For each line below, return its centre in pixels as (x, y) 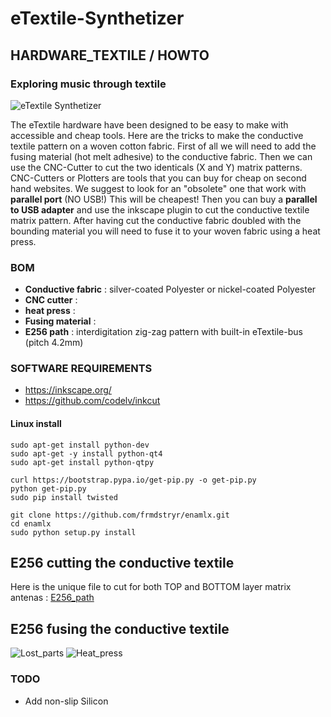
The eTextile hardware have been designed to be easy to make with (149, 124)
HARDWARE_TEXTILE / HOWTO (110, 55)
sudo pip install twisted (64, 497)
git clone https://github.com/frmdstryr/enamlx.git (120, 515)
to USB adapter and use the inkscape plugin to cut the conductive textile (160, 209)
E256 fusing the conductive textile (120, 628)
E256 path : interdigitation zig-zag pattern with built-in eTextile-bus (163, 332)
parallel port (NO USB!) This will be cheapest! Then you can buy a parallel (164, 199)
